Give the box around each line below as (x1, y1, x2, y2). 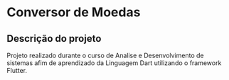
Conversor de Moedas (6, 4, 141, 21)
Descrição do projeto (6, 33, 102, 45)
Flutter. (6, 67, 28, 74)
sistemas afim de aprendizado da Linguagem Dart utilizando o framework (6, 59, 222, 67)
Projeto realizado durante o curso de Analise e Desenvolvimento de (6, 51, 204, 59)
